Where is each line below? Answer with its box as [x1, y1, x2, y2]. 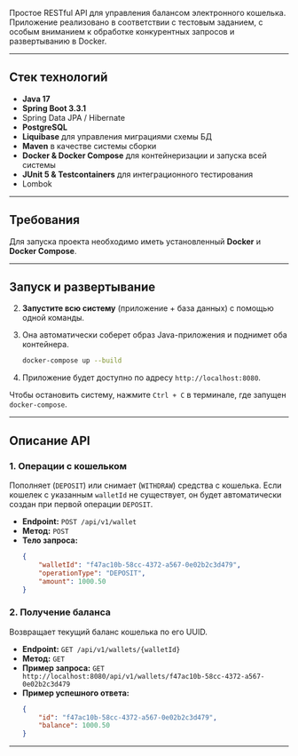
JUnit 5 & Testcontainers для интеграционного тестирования [21, 169, 254, 179]
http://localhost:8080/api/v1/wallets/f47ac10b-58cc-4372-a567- [21, 672, 265, 680]
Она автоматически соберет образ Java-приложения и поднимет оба [21, 330, 288, 340]
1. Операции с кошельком [9, 459, 127, 472]
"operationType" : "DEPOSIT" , [38, 569, 146, 577]
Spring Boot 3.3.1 [21, 102, 87, 114]
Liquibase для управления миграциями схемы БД [21, 131, 213, 141]
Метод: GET [21, 653, 65, 664]
